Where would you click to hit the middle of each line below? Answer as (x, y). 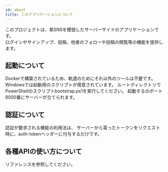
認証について (25, 115)
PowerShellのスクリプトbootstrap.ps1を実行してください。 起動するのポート (84, 91)
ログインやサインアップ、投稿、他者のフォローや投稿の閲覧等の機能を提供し (84, 42)
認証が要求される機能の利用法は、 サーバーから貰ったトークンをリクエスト (83, 128)
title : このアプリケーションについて (39, 15)
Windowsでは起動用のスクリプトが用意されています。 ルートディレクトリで (83, 85)
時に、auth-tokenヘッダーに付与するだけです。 (54, 134)
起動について (25, 65)
